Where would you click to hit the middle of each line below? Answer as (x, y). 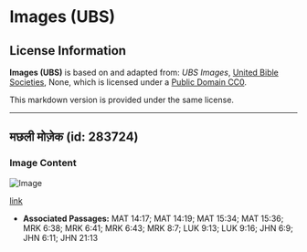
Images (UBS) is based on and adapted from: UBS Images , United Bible (144, 72)
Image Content (43, 163)
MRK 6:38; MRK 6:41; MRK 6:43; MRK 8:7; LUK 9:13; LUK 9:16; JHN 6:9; (158, 228)
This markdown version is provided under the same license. (122, 100)
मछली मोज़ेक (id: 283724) (74, 137)
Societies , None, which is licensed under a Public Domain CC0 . (128, 82)
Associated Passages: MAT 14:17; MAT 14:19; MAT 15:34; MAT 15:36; (153, 218)
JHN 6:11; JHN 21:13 (60, 237)
